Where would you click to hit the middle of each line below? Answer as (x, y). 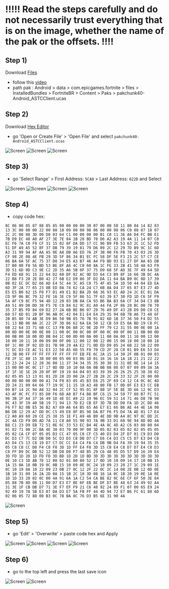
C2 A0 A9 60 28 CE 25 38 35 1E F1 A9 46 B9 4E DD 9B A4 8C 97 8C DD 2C (82, 416)
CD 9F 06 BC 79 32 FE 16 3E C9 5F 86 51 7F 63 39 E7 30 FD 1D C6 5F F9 (82, 297)
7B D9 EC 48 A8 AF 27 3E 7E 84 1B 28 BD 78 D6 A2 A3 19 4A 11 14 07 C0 (82, 239)
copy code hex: (29, 217)
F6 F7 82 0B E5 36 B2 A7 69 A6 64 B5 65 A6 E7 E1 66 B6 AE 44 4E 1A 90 (82, 408)
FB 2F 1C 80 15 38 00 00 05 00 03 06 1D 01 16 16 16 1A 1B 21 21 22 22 (82, 359)
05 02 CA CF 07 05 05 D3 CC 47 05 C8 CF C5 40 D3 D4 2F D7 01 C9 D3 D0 (82, 434)
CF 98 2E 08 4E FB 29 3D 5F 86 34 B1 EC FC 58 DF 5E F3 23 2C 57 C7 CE (82, 257)
